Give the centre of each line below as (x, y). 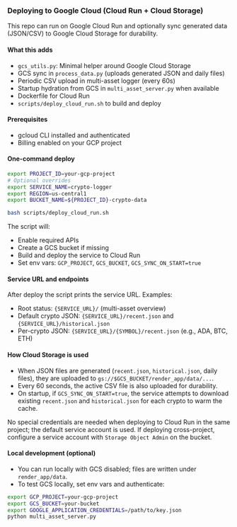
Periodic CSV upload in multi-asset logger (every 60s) (96, 81)
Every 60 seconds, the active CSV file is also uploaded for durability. (117, 385)
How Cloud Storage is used (48, 355)
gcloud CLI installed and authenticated (74, 135)
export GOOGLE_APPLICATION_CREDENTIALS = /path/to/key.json (94, 510)
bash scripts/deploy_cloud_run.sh (58, 213)
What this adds (30, 50)
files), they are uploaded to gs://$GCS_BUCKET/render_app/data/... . (116, 378)
